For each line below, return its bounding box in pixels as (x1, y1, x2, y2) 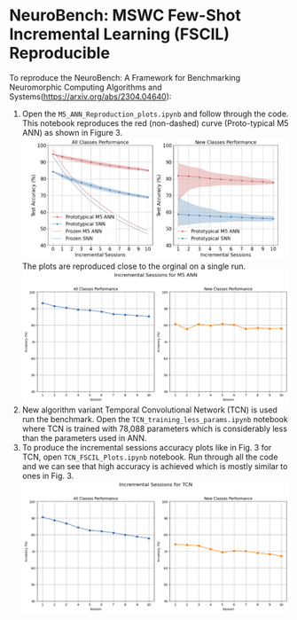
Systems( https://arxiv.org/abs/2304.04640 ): (9, 90, 172, 102)
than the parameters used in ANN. (21, 433, 147, 443)
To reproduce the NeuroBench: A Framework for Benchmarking (9, 72, 241, 82)
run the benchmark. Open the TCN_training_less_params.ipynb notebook (21, 414, 288, 425)
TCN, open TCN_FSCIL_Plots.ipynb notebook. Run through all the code (21, 451, 278, 462)
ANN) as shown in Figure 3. (21, 127, 122, 137)
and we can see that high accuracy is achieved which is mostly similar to (21, 461, 288, 472)
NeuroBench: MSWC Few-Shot (9, 5, 242, 26)
